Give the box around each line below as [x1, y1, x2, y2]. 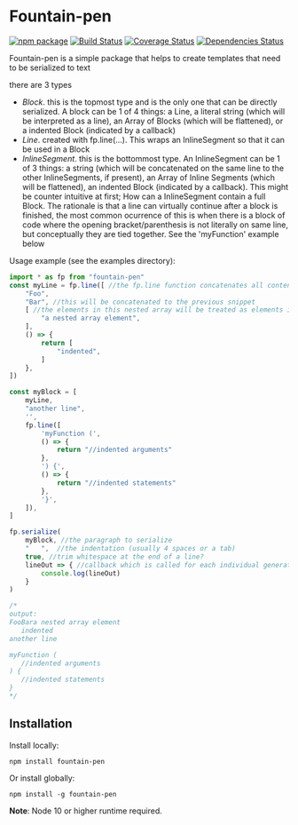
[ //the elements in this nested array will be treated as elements [25, 305, 284, 314]
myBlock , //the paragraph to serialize [25, 535, 173, 545]
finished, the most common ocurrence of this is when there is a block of [21, 210, 286, 220]
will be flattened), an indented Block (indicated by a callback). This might [21, 181, 289, 192]
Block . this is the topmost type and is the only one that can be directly [21, 96, 278, 107]
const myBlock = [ [9, 388, 77, 397]
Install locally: [9, 740, 59, 750]
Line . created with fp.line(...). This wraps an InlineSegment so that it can [21, 134, 286, 145]
